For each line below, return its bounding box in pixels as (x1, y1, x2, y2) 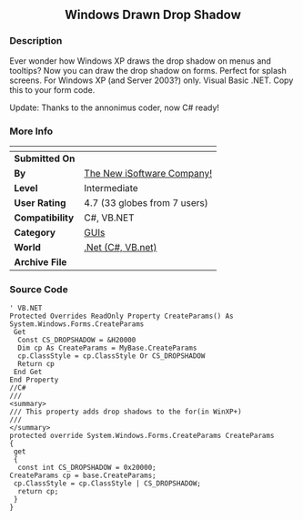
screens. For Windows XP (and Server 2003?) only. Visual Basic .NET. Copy (9, 75, 294, 86)
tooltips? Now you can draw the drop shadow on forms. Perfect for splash (9, 65, 287, 76)
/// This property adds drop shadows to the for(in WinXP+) (9, 407, 243, 417)
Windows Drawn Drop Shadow (65, 7, 241, 23)
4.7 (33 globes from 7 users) (84, 196, 209, 209)
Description (9, 35, 63, 47)
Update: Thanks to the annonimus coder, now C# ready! (9, 102, 220, 113)
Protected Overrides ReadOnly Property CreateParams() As (9, 311, 234, 321)
